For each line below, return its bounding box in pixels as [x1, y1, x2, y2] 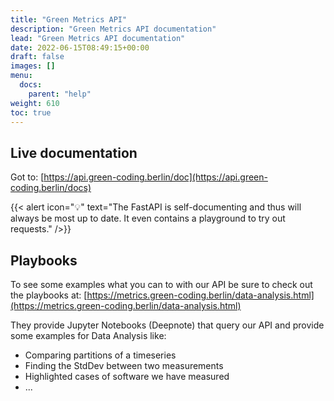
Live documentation [10, 144, 138, 161]
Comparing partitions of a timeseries [24, 349, 177, 361]
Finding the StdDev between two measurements [24, 360, 224, 371]
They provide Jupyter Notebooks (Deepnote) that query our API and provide [10, 319, 325, 331]
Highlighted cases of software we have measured [24, 371, 230, 382]
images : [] [10, 61, 56, 71]
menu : [10, 71, 33, 81]
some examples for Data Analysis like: [10, 330, 167, 341]
